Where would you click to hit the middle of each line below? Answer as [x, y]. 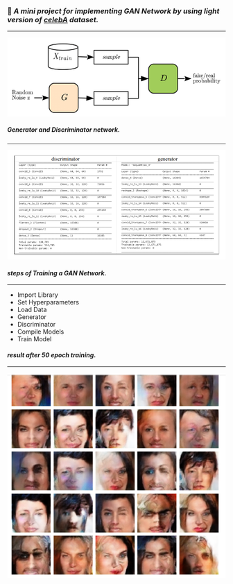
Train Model [34, 339]
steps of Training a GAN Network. [57, 273]
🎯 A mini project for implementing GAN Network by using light [113, 11]
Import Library [38, 295]
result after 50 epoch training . [52, 355]
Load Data [32, 310]
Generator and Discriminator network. [63, 130]
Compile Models [41, 332]
